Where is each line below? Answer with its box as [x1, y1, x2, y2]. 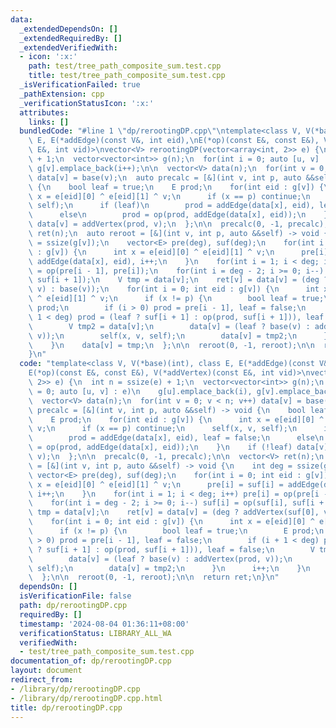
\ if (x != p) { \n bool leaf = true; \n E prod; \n [28, 526, 325, 536]
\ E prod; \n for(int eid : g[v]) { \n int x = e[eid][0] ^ [28, 414, 325, 425]
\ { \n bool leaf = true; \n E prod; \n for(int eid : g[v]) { [28, 182, 325, 192]
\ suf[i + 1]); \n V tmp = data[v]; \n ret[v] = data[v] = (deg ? [28, 275, 329, 285]
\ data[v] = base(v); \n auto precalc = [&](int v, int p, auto [28, 172, 302, 183]
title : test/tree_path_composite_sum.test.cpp [28, 71, 226, 81]
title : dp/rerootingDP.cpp [10, 702, 123, 713]
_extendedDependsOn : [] [19, 24, 118, 34]
